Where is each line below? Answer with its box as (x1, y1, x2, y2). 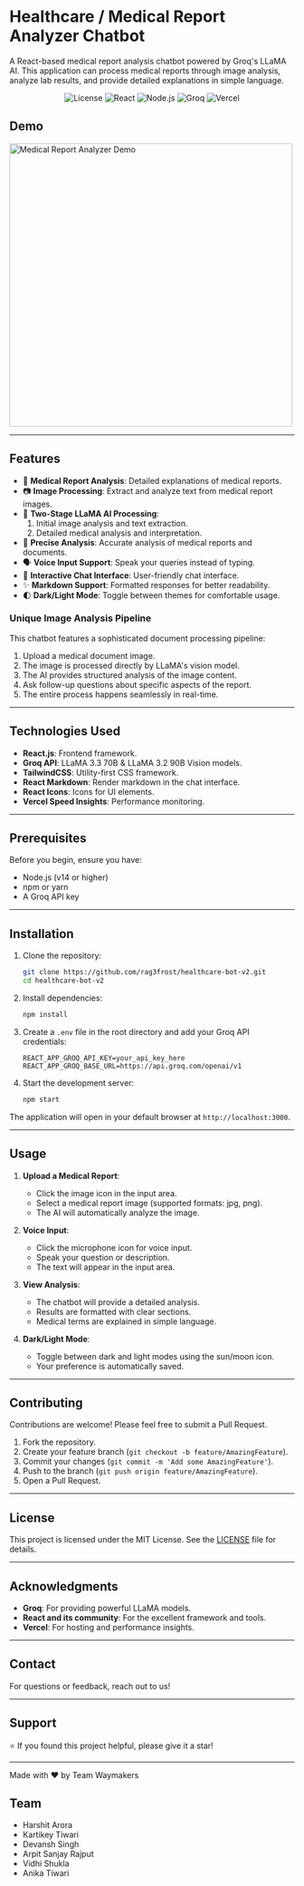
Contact (9, 1657, 56, 1672)
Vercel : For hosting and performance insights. (22, 1622, 195, 1633)
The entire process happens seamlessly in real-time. (22, 689, 219, 700)
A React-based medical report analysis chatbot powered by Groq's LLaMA (9, 55, 287, 66)
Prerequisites (9, 831, 87, 846)
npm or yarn (22, 882, 69, 893)
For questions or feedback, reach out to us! (9, 1680, 171, 1691)
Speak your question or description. (35, 1252, 170, 1262)
